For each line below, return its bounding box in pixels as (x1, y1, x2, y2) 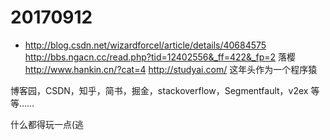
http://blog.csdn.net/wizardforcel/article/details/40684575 (24, 39, 267, 51)
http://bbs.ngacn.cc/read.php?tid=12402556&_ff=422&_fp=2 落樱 (24, 51, 296, 63)
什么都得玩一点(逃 (10, 118, 85, 130)
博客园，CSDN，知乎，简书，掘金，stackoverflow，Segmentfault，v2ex (10, 84, 309, 96)
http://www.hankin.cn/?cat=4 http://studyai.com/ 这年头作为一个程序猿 (24, 63, 318, 75)
